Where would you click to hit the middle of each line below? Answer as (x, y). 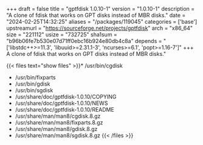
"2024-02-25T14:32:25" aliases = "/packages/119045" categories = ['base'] (102, 22)
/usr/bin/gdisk (33, 84)
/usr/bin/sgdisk (34, 90)
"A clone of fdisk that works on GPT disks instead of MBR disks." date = (96, 15)
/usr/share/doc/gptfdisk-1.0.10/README (64, 110)
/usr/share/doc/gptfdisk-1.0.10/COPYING (66, 97)
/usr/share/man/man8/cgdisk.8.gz (58, 116)
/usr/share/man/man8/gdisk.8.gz (56, 129)
